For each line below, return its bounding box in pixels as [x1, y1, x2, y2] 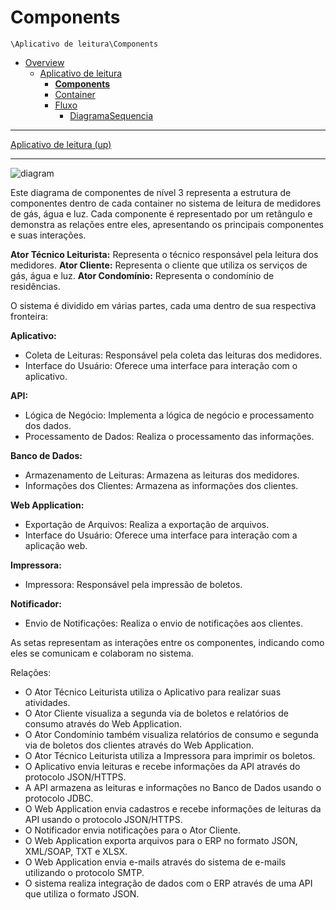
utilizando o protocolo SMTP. [24, 866, 145, 878]
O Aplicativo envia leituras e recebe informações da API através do [24, 760, 301, 772]
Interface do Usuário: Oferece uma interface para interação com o [24, 359, 298, 371]
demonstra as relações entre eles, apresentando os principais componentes [10, 218, 324, 230]
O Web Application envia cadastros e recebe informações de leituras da [24, 802, 322, 815]
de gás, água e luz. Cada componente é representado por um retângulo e [10, 207, 313, 220]
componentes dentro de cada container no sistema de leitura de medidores [10, 197, 322, 209]
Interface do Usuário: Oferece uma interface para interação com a [24, 529, 298, 541]
